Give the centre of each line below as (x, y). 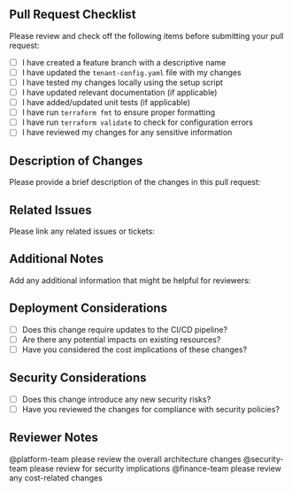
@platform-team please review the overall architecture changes (125, 458)
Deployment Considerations (88, 308)
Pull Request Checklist (73, 15)
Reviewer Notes (54, 438)
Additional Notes (57, 259)
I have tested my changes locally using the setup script (123, 82)
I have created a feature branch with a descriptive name (124, 62)
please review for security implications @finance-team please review (155, 468)
